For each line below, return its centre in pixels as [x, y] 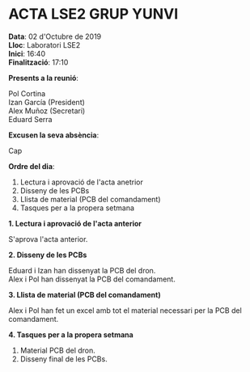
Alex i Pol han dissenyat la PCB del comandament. [92, 279]
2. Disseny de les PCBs [48, 255]
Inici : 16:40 [27, 53]
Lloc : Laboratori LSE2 [44, 44]
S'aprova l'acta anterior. [48, 239]
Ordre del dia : [32, 166]
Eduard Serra [30, 119]
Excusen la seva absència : [54, 135]
